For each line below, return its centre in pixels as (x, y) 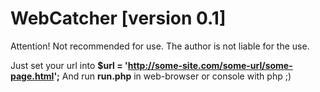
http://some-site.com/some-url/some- (210, 65)
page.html (32, 76)
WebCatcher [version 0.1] (118, 18)
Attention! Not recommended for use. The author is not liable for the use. (160, 46)
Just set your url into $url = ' (69, 65)
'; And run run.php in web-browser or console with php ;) (172, 76)
